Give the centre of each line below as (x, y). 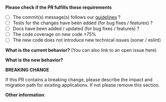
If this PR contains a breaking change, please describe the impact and (79, 80)
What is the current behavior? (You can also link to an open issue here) (81, 50)
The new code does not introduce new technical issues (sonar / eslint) (87, 40)
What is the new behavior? (34, 60)
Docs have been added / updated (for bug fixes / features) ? (76, 29)
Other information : (26, 95)
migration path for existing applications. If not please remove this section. (82, 85)
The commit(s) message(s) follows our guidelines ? (67, 17)
